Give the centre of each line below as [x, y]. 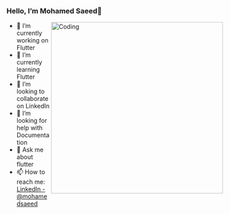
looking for [32, 121]
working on [32, 40]
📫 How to [31, 172]
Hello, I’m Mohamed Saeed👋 [54, 11]
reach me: [31, 182]
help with [29, 128]
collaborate [32, 99]
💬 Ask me [30, 150]
